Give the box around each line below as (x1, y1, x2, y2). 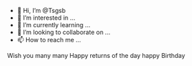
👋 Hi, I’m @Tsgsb (17, 7, 66, 14)
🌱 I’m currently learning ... (17, 21, 91, 29)
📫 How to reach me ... (17, 36, 81, 44)
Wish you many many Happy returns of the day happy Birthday (7, 52, 186, 59)
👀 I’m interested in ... (17, 14, 76, 22)
